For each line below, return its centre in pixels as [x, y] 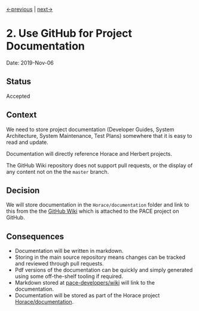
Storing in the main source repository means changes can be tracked [100, 257]
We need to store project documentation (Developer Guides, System [90, 129]
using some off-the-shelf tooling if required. [69, 276]
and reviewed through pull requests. [59, 264]
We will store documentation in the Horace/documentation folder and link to [98, 205]
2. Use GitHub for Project [69, 34]
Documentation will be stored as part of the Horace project [87, 295]
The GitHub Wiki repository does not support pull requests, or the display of [99, 165]
